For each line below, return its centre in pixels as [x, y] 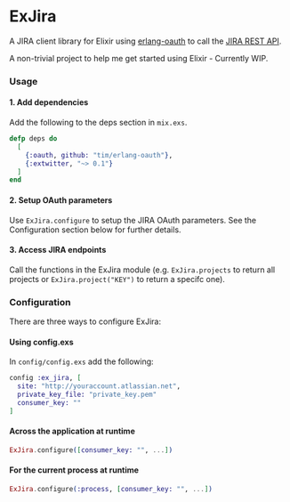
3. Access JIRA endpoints [58, 250]
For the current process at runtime [74, 470]
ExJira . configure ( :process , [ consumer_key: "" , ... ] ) [111, 489]
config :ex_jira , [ [45, 378]
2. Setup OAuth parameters [61, 200]
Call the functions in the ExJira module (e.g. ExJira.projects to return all [142, 270]
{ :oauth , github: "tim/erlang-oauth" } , [99, 155]
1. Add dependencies [49, 102]
